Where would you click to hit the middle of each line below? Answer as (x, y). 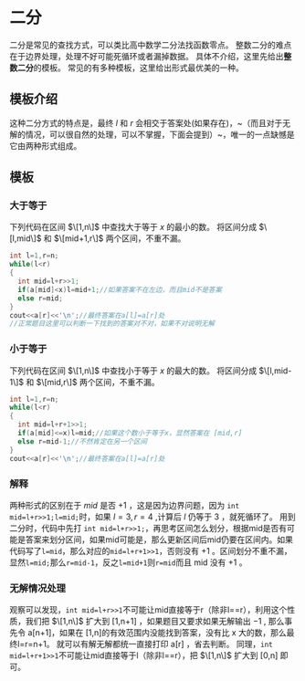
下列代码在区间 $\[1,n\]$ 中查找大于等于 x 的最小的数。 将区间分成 (133, 227)
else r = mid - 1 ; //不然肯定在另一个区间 (83, 441)
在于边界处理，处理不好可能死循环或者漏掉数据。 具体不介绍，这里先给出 (147, 56)
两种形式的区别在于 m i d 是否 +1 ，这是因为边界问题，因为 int (125, 505)
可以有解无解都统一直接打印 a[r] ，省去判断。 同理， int (168, 644)
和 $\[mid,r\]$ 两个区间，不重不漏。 (93, 382)
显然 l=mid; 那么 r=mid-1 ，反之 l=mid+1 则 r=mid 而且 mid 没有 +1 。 (128, 562)
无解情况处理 (38, 588)
